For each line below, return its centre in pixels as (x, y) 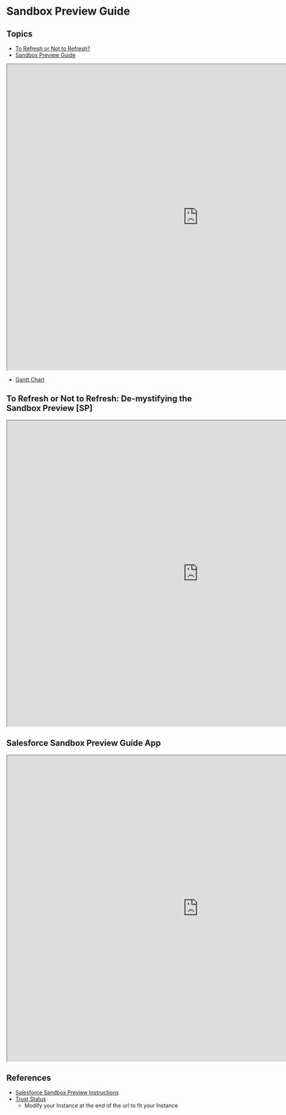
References (29, 1078)
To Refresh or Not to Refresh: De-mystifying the (99, 399)
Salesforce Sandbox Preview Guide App (84, 743)
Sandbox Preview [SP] (50, 408)
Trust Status (31, 1099)
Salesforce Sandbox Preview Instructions (67, 1092)
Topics (20, 34)
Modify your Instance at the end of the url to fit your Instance (101, 1106)
